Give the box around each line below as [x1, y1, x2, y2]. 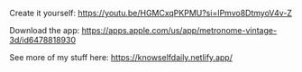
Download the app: [9, 25, 80, 35]
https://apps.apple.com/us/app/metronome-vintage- [81, 25, 278, 35]
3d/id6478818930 [9, 35, 77, 45]
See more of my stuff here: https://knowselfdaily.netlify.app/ [9, 52, 233, 62]
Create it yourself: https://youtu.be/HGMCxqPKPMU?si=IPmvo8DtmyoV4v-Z [9, 8, 293, 18]
